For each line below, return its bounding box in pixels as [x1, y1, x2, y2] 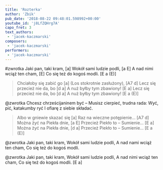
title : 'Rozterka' [5, 7, 42, 12]
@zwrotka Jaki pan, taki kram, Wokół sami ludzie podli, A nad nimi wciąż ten [5, 154, 158, 160]
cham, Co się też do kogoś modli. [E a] [5, 159, 83, 166]
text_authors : [5, 30, 34, 35]
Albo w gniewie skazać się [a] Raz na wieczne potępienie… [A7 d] [17, 115, 149, 121]
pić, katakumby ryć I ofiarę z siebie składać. [5, 105, 93, 111]
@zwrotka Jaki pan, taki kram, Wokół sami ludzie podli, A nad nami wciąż [5, 140, 152, 146]
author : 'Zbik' [5, 12, 36, 17]
